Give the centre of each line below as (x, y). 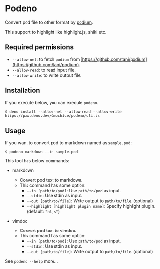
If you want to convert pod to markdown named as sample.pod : (68, 143)
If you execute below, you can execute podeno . (52, 102)
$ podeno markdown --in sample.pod (41, 152)
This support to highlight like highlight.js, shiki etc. (56, 32)
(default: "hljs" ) (43, 211)
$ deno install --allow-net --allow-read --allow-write (63, 112)
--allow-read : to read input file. (44, 70)
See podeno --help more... (32, 261)
